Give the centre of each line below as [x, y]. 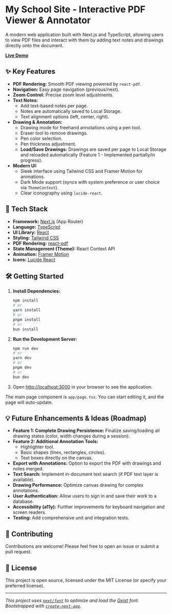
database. [23, 502]
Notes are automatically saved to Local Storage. [71, 111]
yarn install [27, 310]
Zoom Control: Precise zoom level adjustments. [63, 95]
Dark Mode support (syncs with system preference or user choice [90, 182]
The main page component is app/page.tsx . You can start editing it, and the [85, 397]
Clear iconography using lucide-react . [61, 193]
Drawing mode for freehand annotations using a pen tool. [81, 127]
